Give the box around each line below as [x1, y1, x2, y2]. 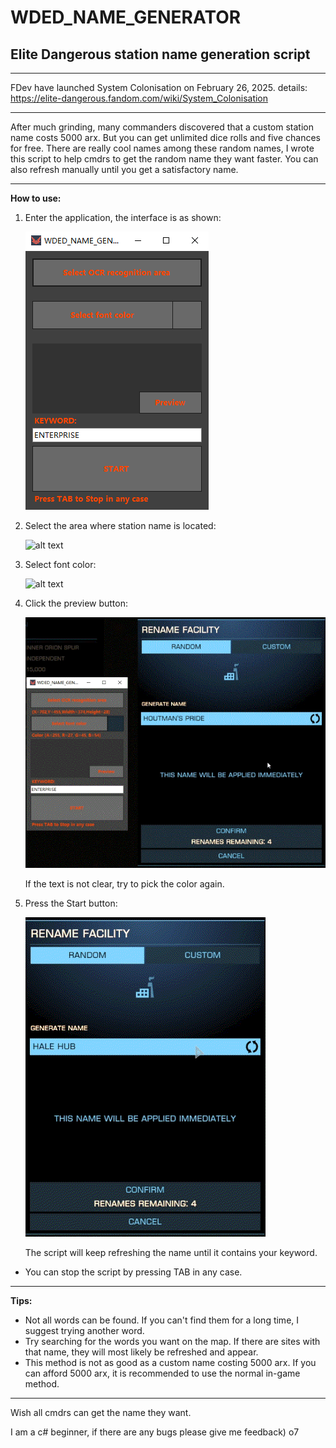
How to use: [10, 192, 62, 204]
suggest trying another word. [24, 1324, 145, 1336]
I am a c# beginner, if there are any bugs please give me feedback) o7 [10, 1426, 300, 1438]
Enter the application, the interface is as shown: [24, 212, 222, 223]
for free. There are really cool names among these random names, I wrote [10, 142, 315, 154]
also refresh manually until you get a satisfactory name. [10, 164, 239, 175]
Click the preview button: [24, 597, 129, 609]
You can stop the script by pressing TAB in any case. [24, 1266, 243, 1278]
